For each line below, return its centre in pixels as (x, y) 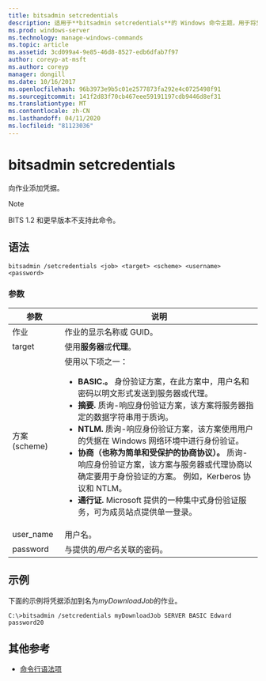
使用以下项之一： (96, 361)
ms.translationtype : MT (47, 104)
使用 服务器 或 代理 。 (100, 346)
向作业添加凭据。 (36, 187)
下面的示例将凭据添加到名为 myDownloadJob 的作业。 (95, 600)
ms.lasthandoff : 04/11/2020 (55, 119)
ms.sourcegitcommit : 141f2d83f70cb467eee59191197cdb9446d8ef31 (115, 96)
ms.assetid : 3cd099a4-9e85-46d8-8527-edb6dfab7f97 (93, 52)
